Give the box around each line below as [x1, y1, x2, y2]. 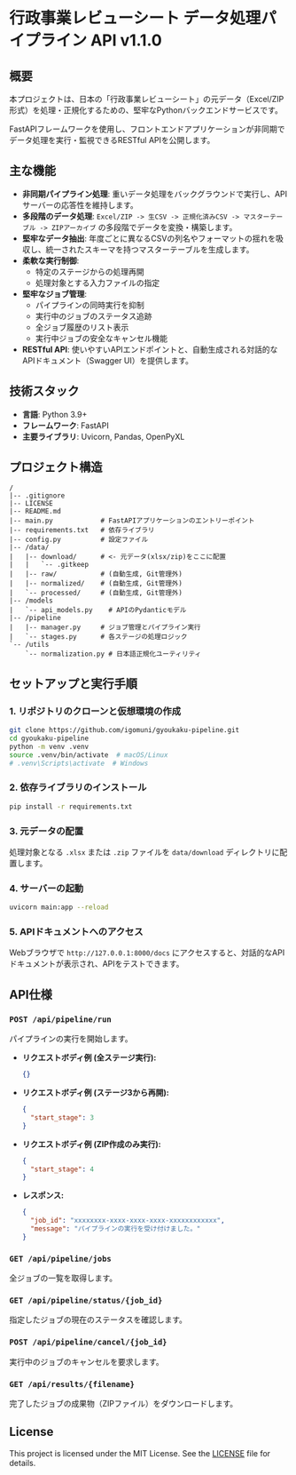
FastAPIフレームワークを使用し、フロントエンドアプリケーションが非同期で [9, 124, 285, 134]
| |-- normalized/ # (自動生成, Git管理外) [9, 579, 183, 588]
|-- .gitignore [9, 491, 66, 500]
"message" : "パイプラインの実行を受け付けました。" [30, 1224, 201, 1233]
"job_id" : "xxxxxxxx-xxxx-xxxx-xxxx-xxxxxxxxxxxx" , [30, 1216, 225, 1225]
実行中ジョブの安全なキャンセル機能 [35, 332, 168, 343]
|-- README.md [9, 507, 62, 516]
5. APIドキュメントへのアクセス [9, 926, 144, 938]
